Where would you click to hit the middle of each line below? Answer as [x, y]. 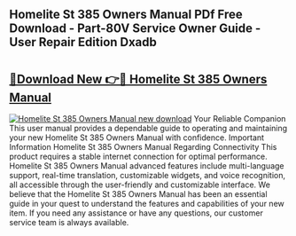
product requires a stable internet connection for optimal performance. [138, 156]
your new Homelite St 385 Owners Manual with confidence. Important [136, 138]
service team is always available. [69, 222]
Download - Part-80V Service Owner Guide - [135, 29]
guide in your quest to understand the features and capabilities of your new [147, 204]
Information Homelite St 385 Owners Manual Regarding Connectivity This [143, 147]
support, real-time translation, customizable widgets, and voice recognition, [148, 175]
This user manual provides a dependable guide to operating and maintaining [148, 128]
